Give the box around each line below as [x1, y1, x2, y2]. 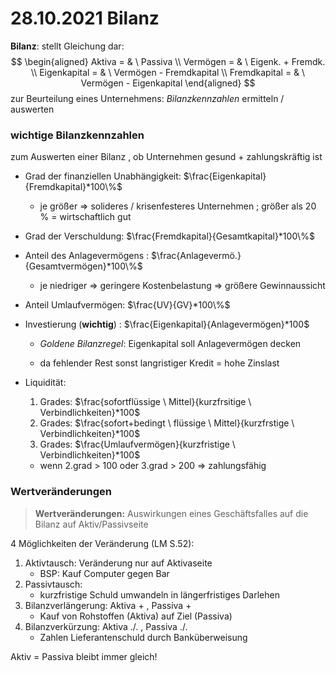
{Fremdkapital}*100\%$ [24, 181, 123, 193]
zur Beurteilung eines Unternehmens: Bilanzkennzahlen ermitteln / [10, 92, 285, 104]
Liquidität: [24, 377, 67, 389]
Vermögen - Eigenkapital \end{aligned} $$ [80, 77, 256, 89]
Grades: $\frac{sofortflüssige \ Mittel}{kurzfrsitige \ [39, 396, 252, 408]
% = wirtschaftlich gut [39, 211, 132, 223]
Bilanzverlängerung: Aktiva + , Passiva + [24, 599, 192, 611]
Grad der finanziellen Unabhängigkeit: [24, 170, 182, 182]
